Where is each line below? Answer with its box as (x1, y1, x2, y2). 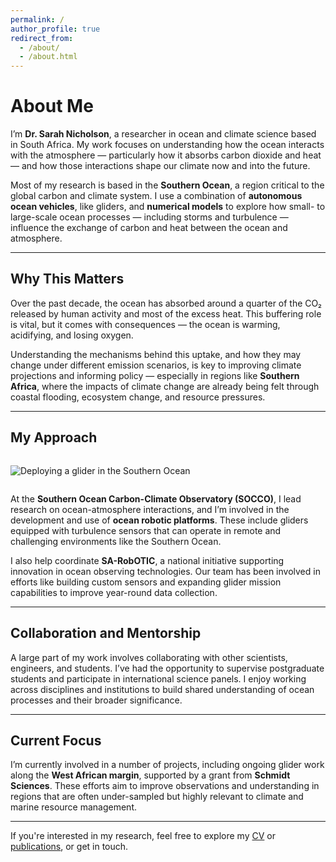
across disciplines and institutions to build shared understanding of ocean (10, 683, 315, 695)
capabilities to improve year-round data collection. (10, 586, 218, 598)
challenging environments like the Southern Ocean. (10, 535, 222, 547)
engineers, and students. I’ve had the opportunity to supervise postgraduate (10, 662, 325, 674)
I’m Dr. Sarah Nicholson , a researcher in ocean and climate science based (10, 128, 317, 140)
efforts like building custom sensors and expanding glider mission (10, 576, 282, 588)
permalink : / (10, 14, 65, 25)
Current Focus (10, 732, 102, 749)
